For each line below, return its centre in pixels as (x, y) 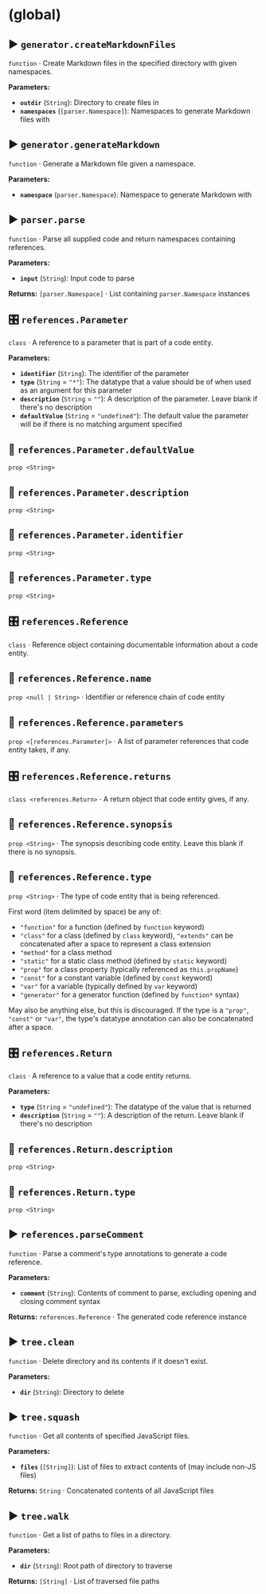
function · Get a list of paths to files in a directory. (90, 1535)
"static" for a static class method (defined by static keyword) (123, 961)
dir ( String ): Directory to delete (72, 1392)
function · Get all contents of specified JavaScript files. (99, 1436)
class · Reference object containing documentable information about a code (133, 644)
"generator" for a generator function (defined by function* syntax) (129, 994)
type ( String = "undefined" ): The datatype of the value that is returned (135, 1107)
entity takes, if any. (39, 750)
